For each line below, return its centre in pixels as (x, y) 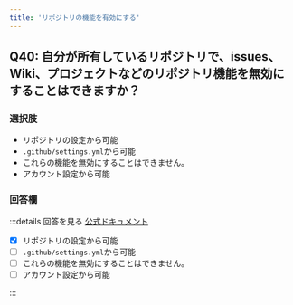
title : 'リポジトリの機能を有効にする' (75, 18)
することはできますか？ (75, 91)
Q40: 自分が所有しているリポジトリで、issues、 (145, 57)
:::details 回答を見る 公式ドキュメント (79, 221)
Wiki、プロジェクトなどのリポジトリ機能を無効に (147, 74)
